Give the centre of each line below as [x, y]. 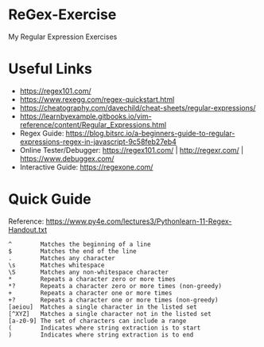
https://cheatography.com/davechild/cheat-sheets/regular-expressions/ [138, 107]
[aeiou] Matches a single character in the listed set [103, 307]
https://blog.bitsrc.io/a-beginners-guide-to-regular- [150, 133]
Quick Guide [50, 199]
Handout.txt [28, 229]
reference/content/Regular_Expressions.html [93, 124]
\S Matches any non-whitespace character [89, 272]
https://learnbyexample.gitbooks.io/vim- [86, 116]
